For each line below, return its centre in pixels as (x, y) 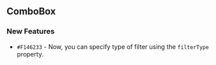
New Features (31, 31)
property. (30, 54)
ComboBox (31, 12)
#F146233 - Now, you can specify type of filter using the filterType (113, 46)
